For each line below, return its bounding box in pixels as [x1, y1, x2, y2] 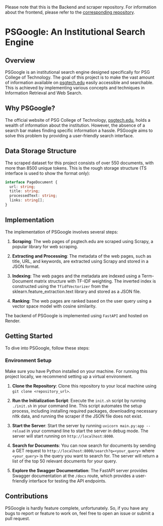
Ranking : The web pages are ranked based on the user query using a [12, 298, 152, 304]
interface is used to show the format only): [5, 170, 91, 176]
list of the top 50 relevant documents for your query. [12, 458, 117, 464]
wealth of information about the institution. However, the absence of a [5, 122, 145, 128]
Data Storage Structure [5, 147, 77, 155]
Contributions [5, 492, 48, 501]
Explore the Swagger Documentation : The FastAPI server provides [12, 467, 147, 473]
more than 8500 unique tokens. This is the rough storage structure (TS [5, 165, 147, 171]
